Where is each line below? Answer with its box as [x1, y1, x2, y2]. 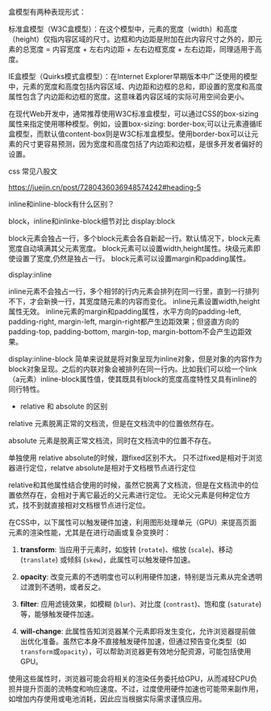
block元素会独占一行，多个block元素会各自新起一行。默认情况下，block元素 [8, 233, 261, 243]
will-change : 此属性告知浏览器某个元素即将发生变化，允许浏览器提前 [19, 626, 249, 636]
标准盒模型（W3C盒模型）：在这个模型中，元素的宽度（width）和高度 [8, 24, 238, 34]
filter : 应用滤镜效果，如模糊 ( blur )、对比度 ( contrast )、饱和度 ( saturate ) [19, 600, 262, 609]
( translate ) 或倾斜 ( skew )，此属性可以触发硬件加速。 [19, 555, 195, 564]
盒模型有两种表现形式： [8, 7, 86, 16]
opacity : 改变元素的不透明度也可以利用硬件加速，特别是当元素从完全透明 [19, 572, 263, 581]
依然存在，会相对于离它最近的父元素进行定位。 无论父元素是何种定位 [15, 491, 244, 500]
